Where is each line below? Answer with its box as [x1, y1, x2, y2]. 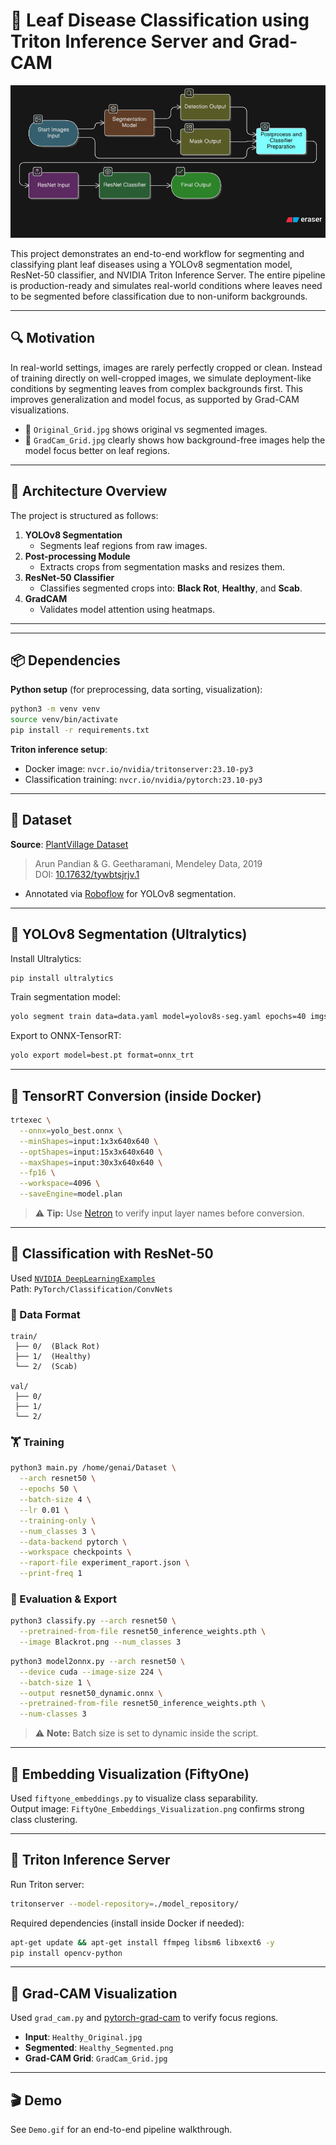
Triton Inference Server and [10, 30, 245, 53]
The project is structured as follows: [10, 509, 159, 521]
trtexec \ [10, 1115, 52, 1126]
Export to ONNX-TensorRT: [10, 1030, 122, 1042]
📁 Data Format [10, 1307, 81, 1321]
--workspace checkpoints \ [19, 1547, 132, 1558]
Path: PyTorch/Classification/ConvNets [10, 1282, 173, 1294]
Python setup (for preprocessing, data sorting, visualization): [10, 684, 263, 696]
